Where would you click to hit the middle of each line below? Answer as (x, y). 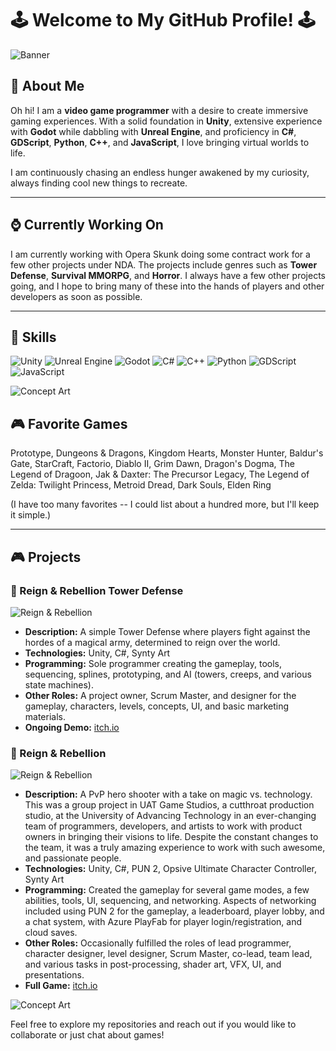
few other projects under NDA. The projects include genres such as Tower (164, 264)
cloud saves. (51, 933)
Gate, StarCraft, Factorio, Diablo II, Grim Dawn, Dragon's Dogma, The (152, 464)
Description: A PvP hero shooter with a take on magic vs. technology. (168, 794)
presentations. (54, 975)
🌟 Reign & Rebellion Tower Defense (97, 590)
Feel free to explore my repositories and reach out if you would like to (153, 1024)
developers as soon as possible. (76, 296)
